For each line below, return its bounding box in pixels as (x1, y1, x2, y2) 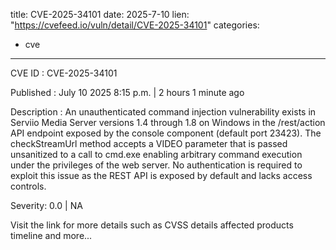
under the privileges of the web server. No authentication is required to (10, 159, 303, 171)
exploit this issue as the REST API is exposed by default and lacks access (10, 170, 313, 181)
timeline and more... (10, 230, 93, 241)
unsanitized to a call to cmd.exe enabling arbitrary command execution (10, 149, 303, 160)
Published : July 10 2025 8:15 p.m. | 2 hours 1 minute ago (10, 87, 245, 98)
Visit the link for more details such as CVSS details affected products (10, 219, 294, 231)
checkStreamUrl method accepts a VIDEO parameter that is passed (10, 138, 288, 149)
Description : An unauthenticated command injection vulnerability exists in (10, 106, 317, 118)
